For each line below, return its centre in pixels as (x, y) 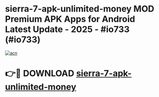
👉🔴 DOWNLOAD (40, 74)
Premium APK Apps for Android (70, 19)
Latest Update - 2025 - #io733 (67, 29)
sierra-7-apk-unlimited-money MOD (80, 9)
